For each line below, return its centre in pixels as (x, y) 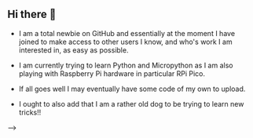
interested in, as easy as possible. (73, 50)
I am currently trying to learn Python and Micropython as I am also (126, 65)
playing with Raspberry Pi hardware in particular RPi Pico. (112, 73)
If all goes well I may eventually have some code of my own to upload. (132, 89)
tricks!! (30, 112)
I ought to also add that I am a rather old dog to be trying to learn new (131, 103)
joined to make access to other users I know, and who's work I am (125, 42)
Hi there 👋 (32, 15)
